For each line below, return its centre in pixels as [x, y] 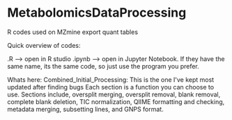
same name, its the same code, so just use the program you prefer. [103, 66]
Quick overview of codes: [44, 45]
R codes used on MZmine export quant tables [72, 32]
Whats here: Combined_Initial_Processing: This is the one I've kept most [111, 79]
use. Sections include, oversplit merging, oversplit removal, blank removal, [114, 94]
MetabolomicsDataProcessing [97, 13]
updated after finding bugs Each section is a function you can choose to [111, 87]
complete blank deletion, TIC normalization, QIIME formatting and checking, [116, 101]
